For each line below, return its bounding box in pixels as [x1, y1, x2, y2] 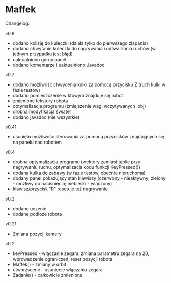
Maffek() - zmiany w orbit [12, 261, 67, 267]
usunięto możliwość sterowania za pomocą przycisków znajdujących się [12, 133, 164, 139]
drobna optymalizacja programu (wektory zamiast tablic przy [12, 159, 141, 165]
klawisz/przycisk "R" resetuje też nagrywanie [12, 186, 108, 192]
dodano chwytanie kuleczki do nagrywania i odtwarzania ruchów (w [12, 45, 156, 51]
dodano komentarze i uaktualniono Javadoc [12, 62, 105, 68]
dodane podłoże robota [12, 211, 62, 217]
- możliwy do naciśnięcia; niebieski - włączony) [12, 180, 112, 186]
